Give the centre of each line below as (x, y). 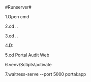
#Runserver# (18, 7)
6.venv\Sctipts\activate (28, 64)
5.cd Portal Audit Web (27, 55)
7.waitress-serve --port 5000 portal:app (45, 74)
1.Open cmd (17, 17)
